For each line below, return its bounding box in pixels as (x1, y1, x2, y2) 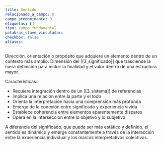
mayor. (5, 69, 19, 75)
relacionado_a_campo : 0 (5, 12, 55, 17)
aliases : (5, 40, 23, 45)
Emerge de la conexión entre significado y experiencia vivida (12, 103, 138, 109)
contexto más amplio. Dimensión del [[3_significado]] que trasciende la (5, 58, 151, 64)
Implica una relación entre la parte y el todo (12, 93, 101, 99)
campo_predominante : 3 (5, 16, 52, 21)
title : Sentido (5, 7, 37, 12)
